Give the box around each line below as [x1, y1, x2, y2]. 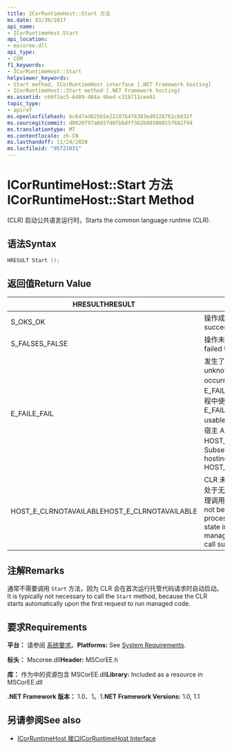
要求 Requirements [7, 621, 88, 633]
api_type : [7, 49, 36, 56]
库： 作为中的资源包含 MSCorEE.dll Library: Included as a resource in [7, 670, 203, 678]
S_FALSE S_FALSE [10, 339, 68, 349]
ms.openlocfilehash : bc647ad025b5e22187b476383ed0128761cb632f [7, 113, 193, 120]
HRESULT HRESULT [72, 299, 136, 309]
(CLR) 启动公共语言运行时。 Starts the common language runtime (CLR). [7, 216, 211, 224]
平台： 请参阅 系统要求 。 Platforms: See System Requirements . [7, 641, 186, 649]
